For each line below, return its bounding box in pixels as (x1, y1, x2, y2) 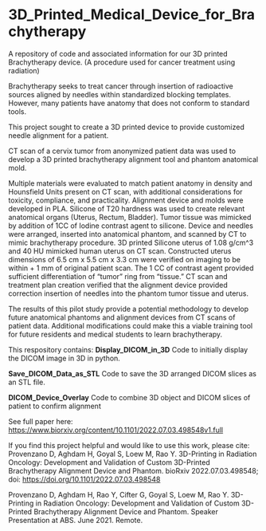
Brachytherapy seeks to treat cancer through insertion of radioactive (8, 81, 233, 91)
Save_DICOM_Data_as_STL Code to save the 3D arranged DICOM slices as (8, 368, 257, 378)
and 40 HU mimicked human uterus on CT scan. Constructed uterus (8, 246, 232, 256)
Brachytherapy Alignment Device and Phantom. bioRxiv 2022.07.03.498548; (8, 466, 259, 475)
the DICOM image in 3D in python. (8, 353, 121, 363)
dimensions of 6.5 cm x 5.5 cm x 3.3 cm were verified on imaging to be (8, 254, 241, 264)
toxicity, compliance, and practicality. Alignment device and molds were (8, 195, 244, 205)
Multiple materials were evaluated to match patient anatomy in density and (8, 178, 252, 188)
